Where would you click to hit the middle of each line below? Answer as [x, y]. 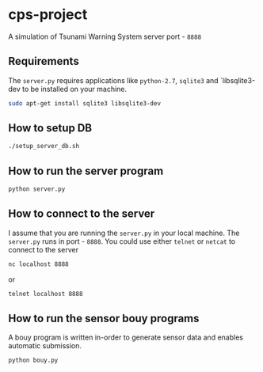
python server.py [37, 189]
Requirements [44, 61]
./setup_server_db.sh [44, 146]
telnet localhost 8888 [46, 294]
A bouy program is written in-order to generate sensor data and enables [126, 337]
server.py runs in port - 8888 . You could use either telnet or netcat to [122, 241]
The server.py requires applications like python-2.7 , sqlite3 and [114, 80]
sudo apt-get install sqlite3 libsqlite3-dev [84, 103]
